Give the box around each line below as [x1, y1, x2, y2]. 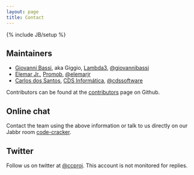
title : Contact [6, 14, 44, 20]
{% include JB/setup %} [6, 31, 66, 38]
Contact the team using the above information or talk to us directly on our [6, 122, 188, 129]
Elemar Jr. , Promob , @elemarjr [14, 70, 91, 78]
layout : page [6, 8, 39, 15]
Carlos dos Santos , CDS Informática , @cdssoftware [14, 77, 143, 84]
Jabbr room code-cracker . [6, 129, 71, 136]
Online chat [6, 106, 50, 116]
